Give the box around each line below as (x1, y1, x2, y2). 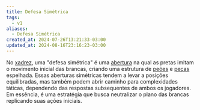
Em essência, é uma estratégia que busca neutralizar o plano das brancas (6, 91, 189, 98)
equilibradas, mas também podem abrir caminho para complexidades (6, 78, 178, 85)
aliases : (6, 25, 28, 32)
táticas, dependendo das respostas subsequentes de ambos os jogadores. (6, 84, 191, 91)
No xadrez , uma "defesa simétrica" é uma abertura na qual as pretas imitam (6, 58, 194, 66)
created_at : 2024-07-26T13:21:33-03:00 (6, 37, 106, 43)
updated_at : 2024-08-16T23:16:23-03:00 (6, 43, 106, 49)
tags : (6, 14, 20, 20)
